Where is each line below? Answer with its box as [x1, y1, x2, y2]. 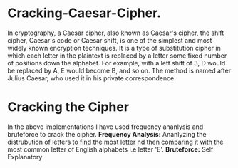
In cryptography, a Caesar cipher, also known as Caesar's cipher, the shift [7, 28, 224, 37]
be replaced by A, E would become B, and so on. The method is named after [7, 66, 232, 75]
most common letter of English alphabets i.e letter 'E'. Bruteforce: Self [7, 145, 214, 154]
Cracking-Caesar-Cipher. [7, 5, 162, 21]
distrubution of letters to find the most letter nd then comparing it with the [7, 137, 224, 146]
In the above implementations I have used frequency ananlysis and [7, 122, 204, 131]
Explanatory [7, 152, 43, 161]
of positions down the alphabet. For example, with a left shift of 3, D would [7, 58, 226, 67]
